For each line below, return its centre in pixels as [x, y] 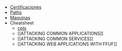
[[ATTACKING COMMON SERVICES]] [55, 39]
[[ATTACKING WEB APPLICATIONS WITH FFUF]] [67, 44]
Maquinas [20, 18]
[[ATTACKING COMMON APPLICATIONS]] [60, 33]
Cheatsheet [22, 23]
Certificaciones [25, 7]
